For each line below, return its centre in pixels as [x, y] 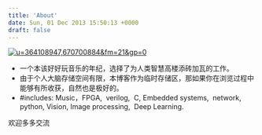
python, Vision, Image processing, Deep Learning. [101, 107]
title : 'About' [33, 15]
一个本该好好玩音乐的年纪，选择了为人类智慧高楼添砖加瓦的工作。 [126, 68]
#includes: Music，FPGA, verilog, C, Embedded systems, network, [130, 98]
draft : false [30, 30]
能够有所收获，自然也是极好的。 [71, 88]
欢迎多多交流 [29, 123]
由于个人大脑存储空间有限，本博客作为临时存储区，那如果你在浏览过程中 [137, 78]
